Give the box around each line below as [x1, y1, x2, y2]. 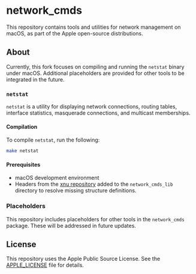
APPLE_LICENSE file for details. [6, 261, 84, 269]
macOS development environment [14, 174, 99, 182]
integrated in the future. [6, 76, 65, 83]
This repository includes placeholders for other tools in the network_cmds [6, 215, 185, 222]
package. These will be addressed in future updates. [6, 222, 137, 229]
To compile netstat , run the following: [6, 136, 100, 144]
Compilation [6, 123, 38, 130]
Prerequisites [6, 161, 41, 168]
